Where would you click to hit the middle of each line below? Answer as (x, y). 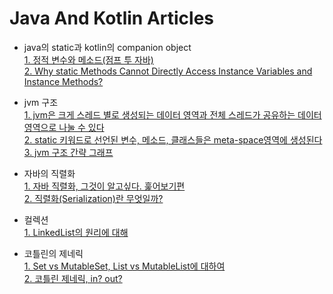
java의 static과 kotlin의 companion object (107, 47)
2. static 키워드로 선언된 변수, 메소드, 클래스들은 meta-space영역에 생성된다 (173, 139)
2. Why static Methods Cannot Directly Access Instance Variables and (168, 71)
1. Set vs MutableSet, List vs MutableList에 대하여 (124, 266)
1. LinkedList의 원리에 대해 (76, 232)
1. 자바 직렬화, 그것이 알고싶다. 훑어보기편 (104, 186)
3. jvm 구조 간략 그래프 (68, 152)
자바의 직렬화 (49, 173)
